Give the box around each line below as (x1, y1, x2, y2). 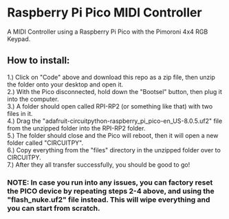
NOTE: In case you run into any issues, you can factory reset (7, 177, 213, 187)
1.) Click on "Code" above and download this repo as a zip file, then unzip (7, 73, 215, 81)
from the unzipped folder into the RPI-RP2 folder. (7, 124, 146, 132)
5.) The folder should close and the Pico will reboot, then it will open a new (7, 131, 219, 139)
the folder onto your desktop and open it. (7, 80, 124, 89)
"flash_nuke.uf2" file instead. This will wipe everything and (7, 194, 210, 204)
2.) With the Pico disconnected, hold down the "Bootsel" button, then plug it (7, 87, 222, 95)
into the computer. (7, 95, 59, 103)
